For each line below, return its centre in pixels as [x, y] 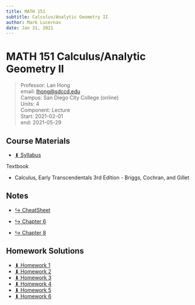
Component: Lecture [45, 110]
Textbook [18, 166]
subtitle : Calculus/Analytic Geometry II [57, 17]
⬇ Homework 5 [33, 290]
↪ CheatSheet [32, 210]
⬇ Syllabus [28, 155]
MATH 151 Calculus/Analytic [76, 57]
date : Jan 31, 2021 [30, 28]
